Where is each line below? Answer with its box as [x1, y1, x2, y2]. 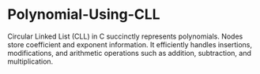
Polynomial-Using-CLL [7, 6, 160, 24]
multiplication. [7, 57, 54, 66]
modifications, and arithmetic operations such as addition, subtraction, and [7, 48, 252, 57]
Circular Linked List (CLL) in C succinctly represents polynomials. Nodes [7, 31, 243, 41]
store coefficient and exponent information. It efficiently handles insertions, [7, 39, 252, 49]
